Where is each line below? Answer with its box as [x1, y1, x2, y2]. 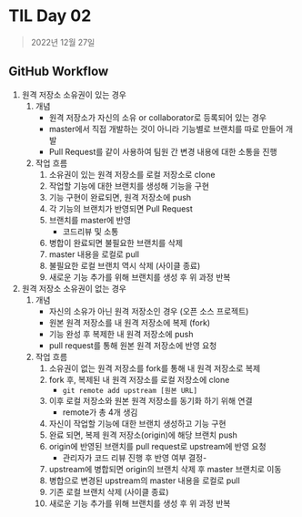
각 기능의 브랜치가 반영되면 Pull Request [48, 202, 193, 214]
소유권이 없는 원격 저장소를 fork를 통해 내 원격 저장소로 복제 [48, 362, 261, 374]
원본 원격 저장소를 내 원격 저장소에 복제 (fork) [48, 316, 211, 328]
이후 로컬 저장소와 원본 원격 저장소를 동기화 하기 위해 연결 [48, 395, 253, 406]
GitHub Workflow [8, 64, 109, 79]
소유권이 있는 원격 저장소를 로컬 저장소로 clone [48, 169, 216, 180]
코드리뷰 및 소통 [62, 225, 119, 237]
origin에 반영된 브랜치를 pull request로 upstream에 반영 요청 [48, 440, 267, 451]
